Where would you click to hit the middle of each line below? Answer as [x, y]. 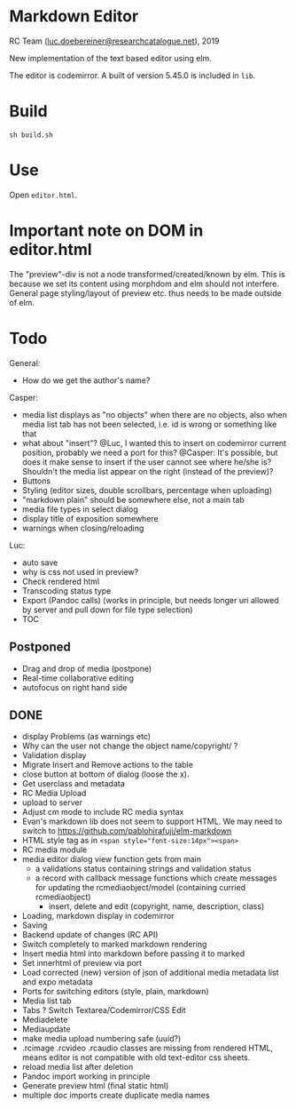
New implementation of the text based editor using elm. [111, 58]
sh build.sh [31, 135]
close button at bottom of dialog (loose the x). [105, 774]
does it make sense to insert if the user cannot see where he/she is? [147, 462]
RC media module [55, 850]
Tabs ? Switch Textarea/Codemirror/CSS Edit [104, 1010]
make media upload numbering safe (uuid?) [101, 1039]
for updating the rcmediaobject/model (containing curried [140, 888]
